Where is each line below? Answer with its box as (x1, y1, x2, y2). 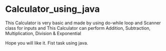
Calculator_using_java (5, 3, 100, 15)
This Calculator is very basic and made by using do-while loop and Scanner (5, 20, 161, 26)
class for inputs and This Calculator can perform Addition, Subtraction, (5, 25, 151, 31)
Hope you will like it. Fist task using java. (5, 40, 88, 46)
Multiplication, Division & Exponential (5, 30, 81, 36)
